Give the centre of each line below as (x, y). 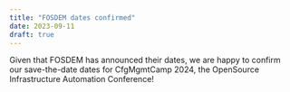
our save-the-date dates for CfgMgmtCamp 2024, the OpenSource (135, 69)
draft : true (32, 34)
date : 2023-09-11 (42, 26)
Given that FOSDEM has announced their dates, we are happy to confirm (145, 60)
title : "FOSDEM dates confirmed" (72, 18)
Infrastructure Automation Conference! (82, 79)
